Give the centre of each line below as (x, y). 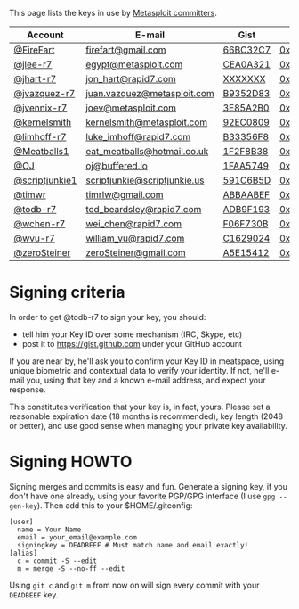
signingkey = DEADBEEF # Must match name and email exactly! (133, 545)
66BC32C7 (247, 50)
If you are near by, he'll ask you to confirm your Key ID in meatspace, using (147, 361)
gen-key (24, 506)
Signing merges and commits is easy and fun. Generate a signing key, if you (148, 486)
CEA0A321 (247, 64)
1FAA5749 (246, 166)
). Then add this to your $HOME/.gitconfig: (115, 505)
